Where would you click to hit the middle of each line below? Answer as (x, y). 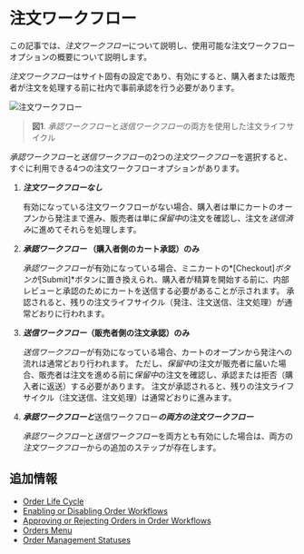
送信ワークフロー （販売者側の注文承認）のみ (106, 332)
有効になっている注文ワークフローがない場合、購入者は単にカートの (150, 206)
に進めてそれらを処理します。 (86, 229)
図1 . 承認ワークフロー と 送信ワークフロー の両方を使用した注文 (147, 126)
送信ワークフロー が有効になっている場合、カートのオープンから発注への (157, 351)
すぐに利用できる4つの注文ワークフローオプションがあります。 (127, 168)
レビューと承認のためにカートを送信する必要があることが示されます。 (153, 291)
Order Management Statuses (77, 539)
